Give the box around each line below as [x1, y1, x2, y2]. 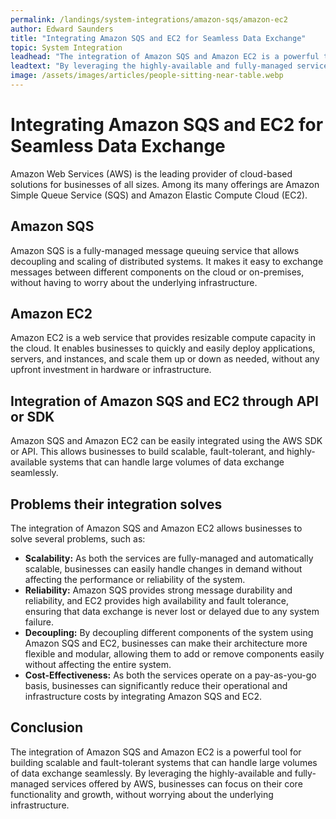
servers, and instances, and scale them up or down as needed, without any [10, 353, 320, 365]
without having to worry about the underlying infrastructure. [10, 276, 258, 288]
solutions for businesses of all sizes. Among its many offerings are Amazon [10, 178, 320, 190]
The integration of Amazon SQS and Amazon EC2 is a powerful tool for [10, 746, 302, 758]
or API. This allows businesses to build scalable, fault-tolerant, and [10, 446, 285, 458]
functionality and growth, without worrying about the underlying [10, 788, 274, 800]
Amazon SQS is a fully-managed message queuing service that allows [10, 244, 300, 256]
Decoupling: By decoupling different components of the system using [24, 627, 314, 639]
